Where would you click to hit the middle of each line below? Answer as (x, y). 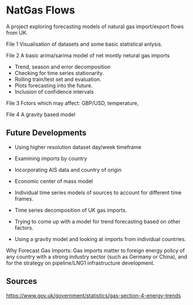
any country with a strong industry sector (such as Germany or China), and (97, 256)
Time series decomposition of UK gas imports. (71, 210)
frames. (24, 199)
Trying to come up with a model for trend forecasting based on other (97, 221)
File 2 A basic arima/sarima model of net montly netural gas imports (88, 55)
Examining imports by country (51, 158)
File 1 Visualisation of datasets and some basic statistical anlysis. (84, 44)
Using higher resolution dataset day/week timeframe (78, 147)
